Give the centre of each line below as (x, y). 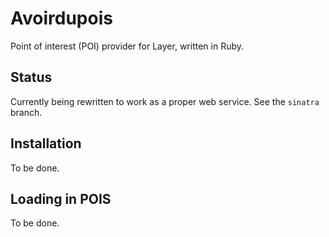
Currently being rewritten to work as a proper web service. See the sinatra (165, 101)
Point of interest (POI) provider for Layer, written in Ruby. (127, 46)
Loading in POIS (61, 198)
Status (31, 77)
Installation (46, 143)
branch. (26, 112)
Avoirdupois (61, 18)
